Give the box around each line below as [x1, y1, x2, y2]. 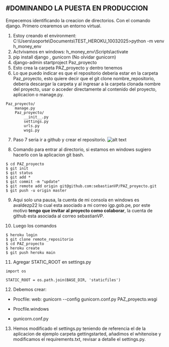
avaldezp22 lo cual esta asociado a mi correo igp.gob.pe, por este [13, 202, 150, 208]
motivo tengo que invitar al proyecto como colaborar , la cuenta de [13, 207, 153, 213]
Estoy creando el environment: [13, 32, 77, 38]
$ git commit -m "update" [6, 179, 60, 184]
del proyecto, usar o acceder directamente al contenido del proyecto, [13, 86, 157, 92]
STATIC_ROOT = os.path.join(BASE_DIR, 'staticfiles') [6, 277, 121, 282]
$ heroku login [6, 232, 38, 238]
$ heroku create [6, 246, 40, 251]
